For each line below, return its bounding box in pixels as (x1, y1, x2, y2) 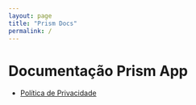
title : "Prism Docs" (8, 19, 78, 27)
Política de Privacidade (19, 88, 97, 98)
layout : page (8, 11, 52, 20)
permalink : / (8, 27, 52, 35)
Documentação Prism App (8, 61, 188, 80)
